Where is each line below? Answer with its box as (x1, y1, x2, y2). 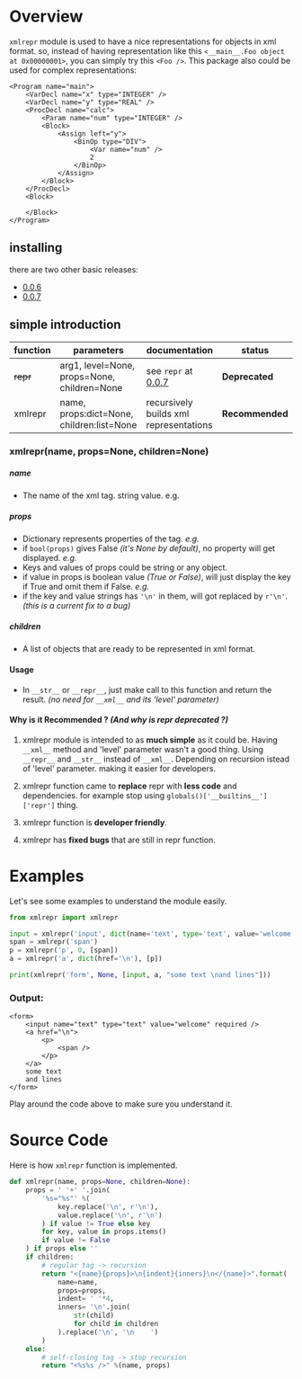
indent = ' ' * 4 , (57, 1294, 115, 1303)
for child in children (73, 1320, 159, 1329)
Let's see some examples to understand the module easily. (9, 895, 227, 906)
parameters (73, 343, 124, 356)
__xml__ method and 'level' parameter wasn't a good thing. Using (22, 743, 263, 754)
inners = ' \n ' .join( (57, 1303, 130, 1312)
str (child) (73, 1311, 115, 1321)
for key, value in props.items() (41, 1227, 167, 1237)
